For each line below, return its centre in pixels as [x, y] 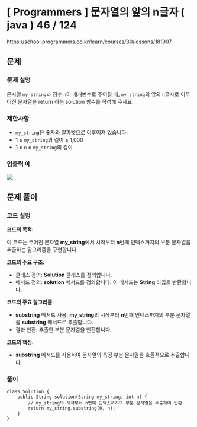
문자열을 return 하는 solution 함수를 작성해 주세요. [75, 101]
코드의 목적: [20, 230]
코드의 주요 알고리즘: [30, 302]
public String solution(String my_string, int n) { [82, 397]
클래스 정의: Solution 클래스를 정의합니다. [64, 275]
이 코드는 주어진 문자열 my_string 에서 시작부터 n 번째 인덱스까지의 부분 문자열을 [99, 242]
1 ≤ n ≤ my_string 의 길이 [44, 147]
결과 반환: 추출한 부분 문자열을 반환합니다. [63, 329]
